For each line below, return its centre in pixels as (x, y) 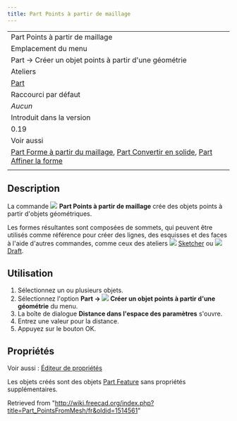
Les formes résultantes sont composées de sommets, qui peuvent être (110, 228)
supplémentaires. (32, 389)
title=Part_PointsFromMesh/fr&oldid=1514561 (73, 410)
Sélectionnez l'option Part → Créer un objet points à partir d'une (116, 299)
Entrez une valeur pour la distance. (68, 321)
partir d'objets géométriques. (50, 214)
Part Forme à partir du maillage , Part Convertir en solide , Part (112, 151)
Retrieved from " (31, 403)
